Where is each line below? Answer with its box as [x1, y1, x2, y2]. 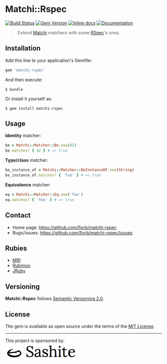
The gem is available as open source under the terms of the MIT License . [5, 323, 155, 329]
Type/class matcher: [5, 157, 48, 163]
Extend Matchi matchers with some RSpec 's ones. [17, 29, 120, 35]
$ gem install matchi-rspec [5, 106, 64, 111]
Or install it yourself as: [5, 96, 52, 102]
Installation [5, 44, 41, 53]
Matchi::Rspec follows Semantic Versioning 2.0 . [5, 296, 104, 302]
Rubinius [12, 263, 31, 269]
